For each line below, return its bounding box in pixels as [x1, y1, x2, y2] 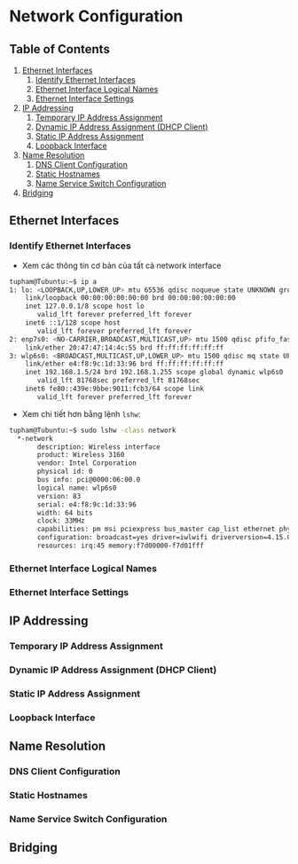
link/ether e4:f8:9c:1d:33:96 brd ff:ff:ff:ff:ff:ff [25, 359, 224, 369]
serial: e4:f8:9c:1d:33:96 [36, 499, 137, 509]
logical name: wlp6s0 [36, 483, 117, 492]
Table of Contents [9, 42, 111, 57]
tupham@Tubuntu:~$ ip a [9, 277, 98, 286]
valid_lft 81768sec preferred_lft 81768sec [36, 376, 200, 385]
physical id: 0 [36, 467, 93, 476]
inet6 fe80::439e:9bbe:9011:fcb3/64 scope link [25, 384, 204, 394]
